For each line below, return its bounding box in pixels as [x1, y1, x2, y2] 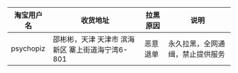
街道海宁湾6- [82, 45, 128, 55]
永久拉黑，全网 [168, 39, 218, 48]
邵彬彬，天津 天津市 [52, 34, 119, 44]
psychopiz [11, 44, 46, 53]
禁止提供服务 [182, 49, 225, 59]
